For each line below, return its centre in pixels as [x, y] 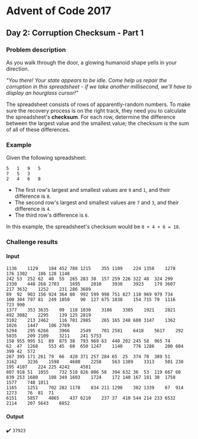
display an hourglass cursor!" [42, 92]
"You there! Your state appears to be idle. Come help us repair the [87, 80]
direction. [18, 69]
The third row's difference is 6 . [52, 215]
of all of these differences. [38, 129]
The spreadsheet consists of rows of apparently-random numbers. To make [98, 104]
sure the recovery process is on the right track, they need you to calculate [96, 110]
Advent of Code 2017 [59, 11]
